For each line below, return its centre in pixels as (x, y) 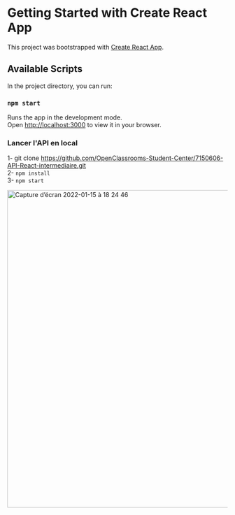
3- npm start (26, 180)
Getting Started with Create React (107, 13)
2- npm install (29, 173)
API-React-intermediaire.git (47, 166)
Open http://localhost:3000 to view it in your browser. (85, 125)
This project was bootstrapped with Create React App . (86, 47)
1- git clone (23, 158)
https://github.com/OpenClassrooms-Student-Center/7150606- (132, 158)
